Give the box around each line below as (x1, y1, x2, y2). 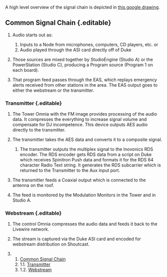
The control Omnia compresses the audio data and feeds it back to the (12, 221, 158, 227)
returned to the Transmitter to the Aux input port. (19, 167, 121, 173)
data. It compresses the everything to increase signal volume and (12, 117, 147, 123)
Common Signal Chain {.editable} (5, 18, 112, 27)
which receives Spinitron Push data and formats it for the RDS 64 (19, 157, 154, 163)
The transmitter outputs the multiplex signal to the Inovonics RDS (19, 146, 154, 152)
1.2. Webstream (19, 267, 52, 273)
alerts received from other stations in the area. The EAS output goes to (12, 82, 158, 88)
